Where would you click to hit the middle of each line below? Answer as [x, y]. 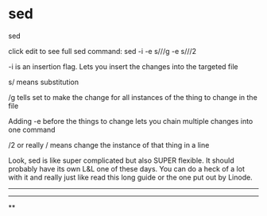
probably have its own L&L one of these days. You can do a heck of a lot [126, 168]
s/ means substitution [44, 82]
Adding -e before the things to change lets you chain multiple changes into [131, 121]
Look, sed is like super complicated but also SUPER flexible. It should [121, 160]
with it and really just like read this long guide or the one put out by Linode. [130, 177]
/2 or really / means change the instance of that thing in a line [109, 145]
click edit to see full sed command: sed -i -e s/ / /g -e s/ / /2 [103, 51]
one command [32, 129]
